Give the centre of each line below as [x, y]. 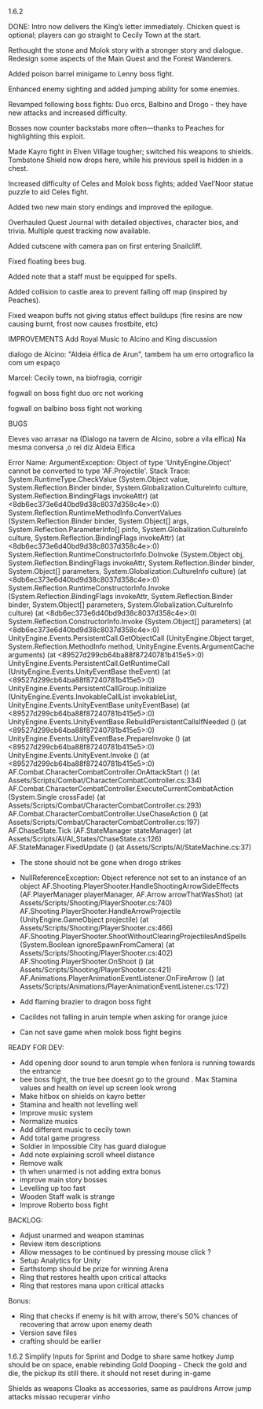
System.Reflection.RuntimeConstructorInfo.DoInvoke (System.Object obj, [126, 555]
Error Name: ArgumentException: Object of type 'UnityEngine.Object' [120, 462]
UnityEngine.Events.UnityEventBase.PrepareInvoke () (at [99, 738]
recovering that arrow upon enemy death [86, 1324]
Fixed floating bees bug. [47, 261]
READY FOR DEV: [36, 1047]
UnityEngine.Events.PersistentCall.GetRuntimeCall [89, 663]
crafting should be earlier [60, 1341]
